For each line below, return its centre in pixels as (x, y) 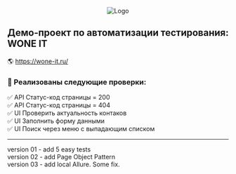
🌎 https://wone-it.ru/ (38, 61)
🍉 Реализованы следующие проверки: (77, 82)
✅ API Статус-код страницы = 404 (59, 105)
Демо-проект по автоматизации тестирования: (118, 33)
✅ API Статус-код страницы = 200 (59, 98)
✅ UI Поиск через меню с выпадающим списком (81, 129)
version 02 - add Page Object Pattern (61, 157)
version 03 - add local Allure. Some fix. (64, 164)
